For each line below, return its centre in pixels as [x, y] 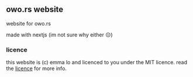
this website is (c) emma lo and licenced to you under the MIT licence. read [97, 63]
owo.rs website [35, 10]
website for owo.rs [29, 23]
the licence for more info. [37, 68]
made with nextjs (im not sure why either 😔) [59, 35]
